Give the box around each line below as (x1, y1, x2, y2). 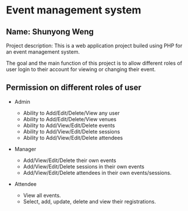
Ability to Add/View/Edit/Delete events (23, 122, 115, 129)
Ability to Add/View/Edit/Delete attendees (23, 134, 123, 141)
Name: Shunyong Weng (6, 27, 94, 37)
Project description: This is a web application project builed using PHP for (6, 42, 183, 49)
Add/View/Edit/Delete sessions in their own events (23, 163, 144, 170)
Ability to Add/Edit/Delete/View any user (23, 109, 120, 117)
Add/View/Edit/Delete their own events (23, 157, 116, 164)
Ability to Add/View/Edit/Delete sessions (23, 128, 120, 135)
